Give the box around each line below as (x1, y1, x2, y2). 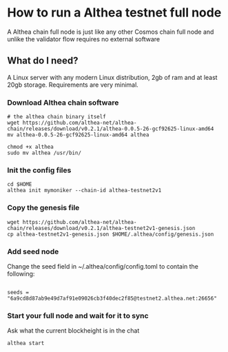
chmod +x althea (7, 143, 54, 151)
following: (7, 269, 35, 278)
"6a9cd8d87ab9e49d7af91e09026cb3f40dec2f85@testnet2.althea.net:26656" (7, 295, 217, 302)
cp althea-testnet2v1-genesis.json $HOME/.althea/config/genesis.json (7, 231, 214, 238)
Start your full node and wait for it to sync (7, 311, 149, 320)
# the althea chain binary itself (7, 114, 107, 121)
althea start (7, 340, 45, 347)
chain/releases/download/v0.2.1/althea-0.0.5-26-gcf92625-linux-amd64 (7, 125, 214, 132)
